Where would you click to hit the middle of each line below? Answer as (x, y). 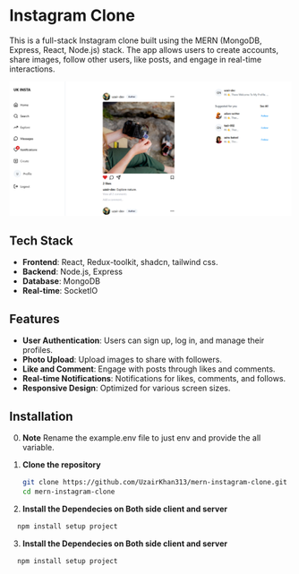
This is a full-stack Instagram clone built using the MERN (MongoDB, (136, 40)
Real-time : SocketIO (60, 291)
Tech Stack (41, 241)
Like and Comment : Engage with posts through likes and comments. (149, 369)
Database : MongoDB (61, 281)
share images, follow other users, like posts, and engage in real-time (136, 59)
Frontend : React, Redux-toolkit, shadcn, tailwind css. (120, 262)
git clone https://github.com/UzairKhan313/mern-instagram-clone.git (155, 483)
